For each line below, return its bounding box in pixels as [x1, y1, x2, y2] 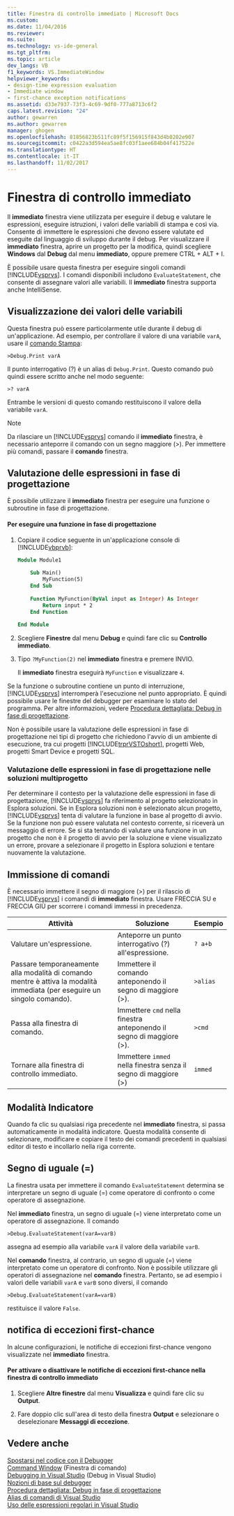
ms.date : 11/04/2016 [7, 23, 68, 30]
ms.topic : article [7, 56, 61, 63]
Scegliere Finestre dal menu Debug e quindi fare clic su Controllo [17, 634, 208, 643]
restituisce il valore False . [7, 1304, 81, 1312]
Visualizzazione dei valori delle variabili [7, 306, 183, 317]
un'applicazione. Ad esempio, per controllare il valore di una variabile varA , [7, 331, 221, 340]
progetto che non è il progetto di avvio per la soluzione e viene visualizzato [7, 834, 223, 842]
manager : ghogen [7, 127, 54, 134]
